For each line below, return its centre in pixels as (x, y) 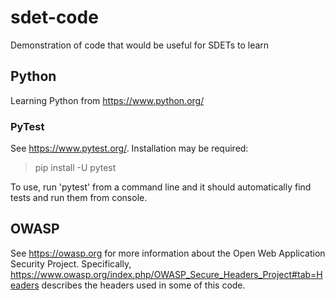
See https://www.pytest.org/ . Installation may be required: (129, 148)
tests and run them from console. (79, 198)
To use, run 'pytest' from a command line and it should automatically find (161, 187)
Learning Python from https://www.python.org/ (107, 100)
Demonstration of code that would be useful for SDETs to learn (140, 45)
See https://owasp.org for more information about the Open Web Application (168, 253)
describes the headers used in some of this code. (143, 285)
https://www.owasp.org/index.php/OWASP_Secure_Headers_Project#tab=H (166, 274)
